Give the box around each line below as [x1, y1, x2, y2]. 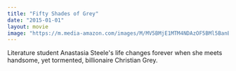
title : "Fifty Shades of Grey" [7, 10, 99, 17]
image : [7, 29, 27, 37]
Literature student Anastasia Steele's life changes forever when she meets [7, 49, 223, 57]
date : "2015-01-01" [7, 17, 65, 24]
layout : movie [7, 23, 49, 30]
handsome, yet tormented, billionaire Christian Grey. [7, 56, 158, 65]
